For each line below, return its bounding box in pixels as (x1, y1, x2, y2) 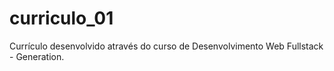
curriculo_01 (9, 7, 114, 30)
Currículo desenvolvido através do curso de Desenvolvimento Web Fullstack (9, 40, 324, 52)
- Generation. (9, 50, 65, 62)
